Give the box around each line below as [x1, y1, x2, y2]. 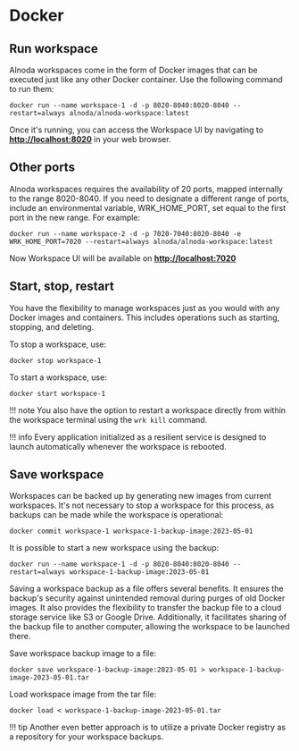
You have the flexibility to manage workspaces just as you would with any [9, 302, 280, 313]
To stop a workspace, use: [9, 339, 107, 350]
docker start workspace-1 [9, 389, 105, 398]
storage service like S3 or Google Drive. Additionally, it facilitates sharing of [9, 612, 287, 622]
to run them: [9, 84, 54, 94]
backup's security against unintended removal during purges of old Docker [9, 593, 286, 603]
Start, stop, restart [9, 279, 114, 294]
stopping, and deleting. [9, 321, 95, 332]
